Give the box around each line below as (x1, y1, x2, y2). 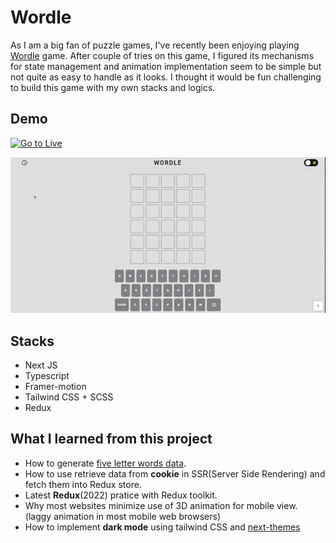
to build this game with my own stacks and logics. (10, 81, 216, 93)
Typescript (24, 370, 70, 382)
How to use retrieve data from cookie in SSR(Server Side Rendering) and (24, 467, 326, 480)
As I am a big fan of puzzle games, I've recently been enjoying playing (10, 39, 300, 51)
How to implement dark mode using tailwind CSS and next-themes (24, 521, 301, 533)
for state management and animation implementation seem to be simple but (10, 60, 322, 72)
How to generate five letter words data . (24, 457, 187, 469)
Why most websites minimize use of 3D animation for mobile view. (24, 499, 298, 511)
